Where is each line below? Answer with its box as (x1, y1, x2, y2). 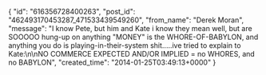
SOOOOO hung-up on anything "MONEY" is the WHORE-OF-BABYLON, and (8, 32, 259, 41)
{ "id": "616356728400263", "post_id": (8, 7, 136, 16)
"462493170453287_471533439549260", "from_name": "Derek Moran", (8, 15, 244, 25)
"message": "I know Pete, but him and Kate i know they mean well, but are (8, 24, 253, 33)
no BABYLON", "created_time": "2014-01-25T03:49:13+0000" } (8, 57, 216, 67)
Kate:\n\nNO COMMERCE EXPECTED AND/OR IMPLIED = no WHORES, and (8, 49, 256, 58)
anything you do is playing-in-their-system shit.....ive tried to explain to (8, 41, 241, 50)
